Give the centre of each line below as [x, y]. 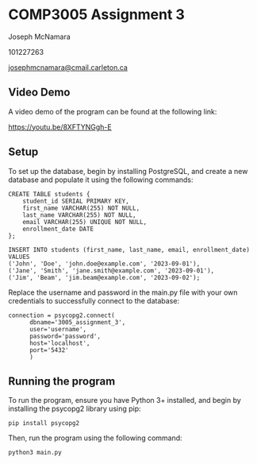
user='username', [58, 329]
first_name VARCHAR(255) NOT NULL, [81, 208]
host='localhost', [59, 343]
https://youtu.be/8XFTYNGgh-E [60, 127]
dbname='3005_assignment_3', [77, 322]
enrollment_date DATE [58, 229]
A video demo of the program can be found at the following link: [113, 111]
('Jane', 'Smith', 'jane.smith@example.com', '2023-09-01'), [111, 271]
